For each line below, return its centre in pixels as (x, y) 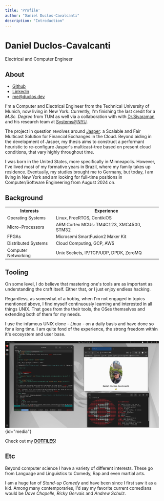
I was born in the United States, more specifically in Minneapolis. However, (80, 162)
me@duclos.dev (29, 97)
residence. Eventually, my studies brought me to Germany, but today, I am (79, 172)
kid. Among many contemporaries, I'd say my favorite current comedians (78, 488)
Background (24, 198)
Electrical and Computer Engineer (39, 59)
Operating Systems (26, 217)
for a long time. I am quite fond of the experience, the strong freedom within (81, 329)
